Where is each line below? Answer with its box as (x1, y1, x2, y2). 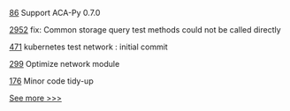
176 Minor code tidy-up (9, 76, 95, 86)
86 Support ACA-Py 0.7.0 (9, 8, 101, 18)
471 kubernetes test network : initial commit (9, 41, 168, 52)
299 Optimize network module (9, 59, 120, 69)
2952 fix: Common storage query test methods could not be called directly (9, 25, 281, 34)
